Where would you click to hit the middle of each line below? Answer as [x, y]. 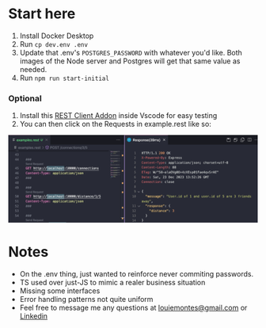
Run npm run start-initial [64, 78]
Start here [42, 14]
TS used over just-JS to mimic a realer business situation [112, 282]
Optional [25, 98]
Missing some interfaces [60, 291]
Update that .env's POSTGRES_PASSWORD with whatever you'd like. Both [131, 52]
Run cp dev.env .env [54, 44]
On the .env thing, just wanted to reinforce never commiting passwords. [137, 273]
